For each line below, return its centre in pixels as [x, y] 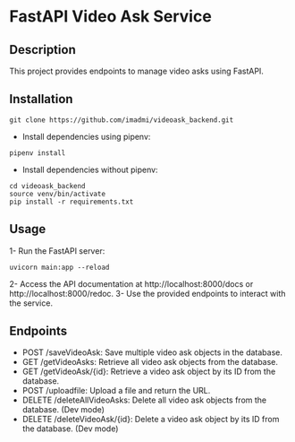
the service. [31, 303]
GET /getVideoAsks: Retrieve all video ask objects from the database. [150, 362]
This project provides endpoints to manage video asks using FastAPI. [136, 71]
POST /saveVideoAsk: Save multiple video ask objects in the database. [152, 352]
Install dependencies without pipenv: [90, 169]
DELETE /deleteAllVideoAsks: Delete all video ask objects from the [144, 400]
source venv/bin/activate [57, 194]
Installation [41, 99]
